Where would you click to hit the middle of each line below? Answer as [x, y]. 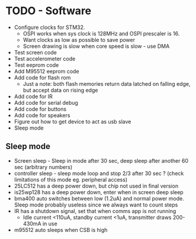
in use [50, 224]
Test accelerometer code [45, 59]
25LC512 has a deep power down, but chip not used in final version [96, 186]
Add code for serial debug [46, 102]
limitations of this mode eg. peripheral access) [71, 179]
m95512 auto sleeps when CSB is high [61, 230]
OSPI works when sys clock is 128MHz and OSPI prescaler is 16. [101, 33]
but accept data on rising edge [60, 90]
